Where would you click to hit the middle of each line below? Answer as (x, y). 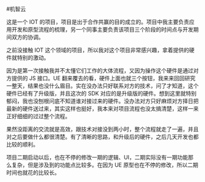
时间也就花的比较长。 (33, 173)
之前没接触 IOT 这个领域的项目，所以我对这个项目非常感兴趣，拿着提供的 (98, 50)
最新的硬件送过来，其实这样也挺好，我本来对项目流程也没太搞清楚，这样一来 (103, 109)
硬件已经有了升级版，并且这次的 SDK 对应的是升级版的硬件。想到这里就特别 (102, 93)
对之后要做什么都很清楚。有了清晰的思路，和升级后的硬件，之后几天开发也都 (103, 137)
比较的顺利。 (22, 144)
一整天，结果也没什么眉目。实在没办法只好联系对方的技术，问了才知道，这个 (103, 86)
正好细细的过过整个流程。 (38, 116)
